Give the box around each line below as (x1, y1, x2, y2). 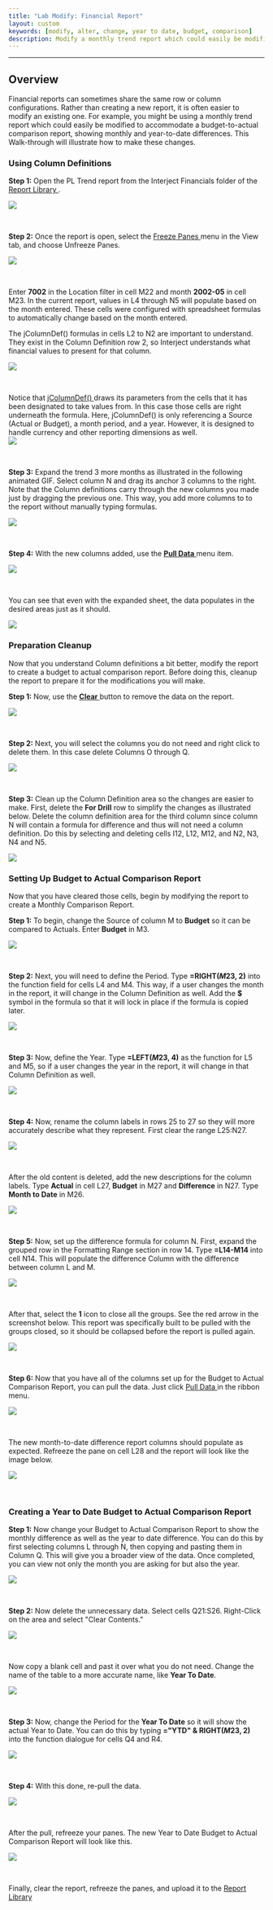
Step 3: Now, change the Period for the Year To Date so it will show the (8, 1717, 247, 1727)
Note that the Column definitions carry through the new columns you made (8, 485, 260, 494)
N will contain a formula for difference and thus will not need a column (8, 819, 244, 829)
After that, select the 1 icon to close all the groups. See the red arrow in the (8, 1309, 259, 1319)
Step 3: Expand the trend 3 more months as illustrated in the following (8, 468, 243, 477)
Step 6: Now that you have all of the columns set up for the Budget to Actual (8, 1373, 264, 1383)
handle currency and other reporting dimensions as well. (8, 428, 197, 437)
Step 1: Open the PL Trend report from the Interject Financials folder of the (8, 176, 258, 186)
